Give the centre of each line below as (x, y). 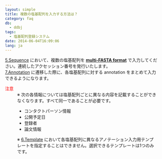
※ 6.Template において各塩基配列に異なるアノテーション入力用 (79, 139)
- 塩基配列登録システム (29, 37)
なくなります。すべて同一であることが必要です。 (65, 100)
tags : (10, 32)
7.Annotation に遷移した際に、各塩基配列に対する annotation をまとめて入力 (81, 72)
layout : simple (20, 9)
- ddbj (16, 28)
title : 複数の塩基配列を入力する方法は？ (42, 14)
